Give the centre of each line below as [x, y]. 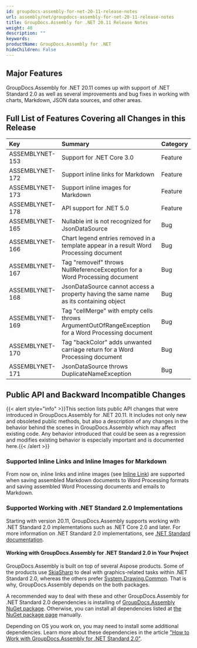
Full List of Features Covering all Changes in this [96, 118]
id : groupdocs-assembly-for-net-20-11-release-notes [72, 11]
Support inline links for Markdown [108, 175]
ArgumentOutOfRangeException [106, 325]
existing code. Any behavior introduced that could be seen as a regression [96, 434]
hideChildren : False [31, 50]
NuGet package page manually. [44, 615]
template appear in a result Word [106, 246]
